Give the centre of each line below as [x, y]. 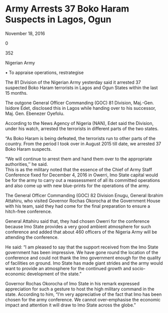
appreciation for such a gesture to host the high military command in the [80, 289]
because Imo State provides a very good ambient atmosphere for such [78, 226]
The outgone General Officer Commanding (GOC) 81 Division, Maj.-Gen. [79, 103]
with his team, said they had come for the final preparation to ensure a [78, 206]
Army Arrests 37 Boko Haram [67, 9]
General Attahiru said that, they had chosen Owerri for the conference [77, 221]
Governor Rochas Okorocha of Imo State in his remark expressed [72, 283]
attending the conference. [32, 237]
